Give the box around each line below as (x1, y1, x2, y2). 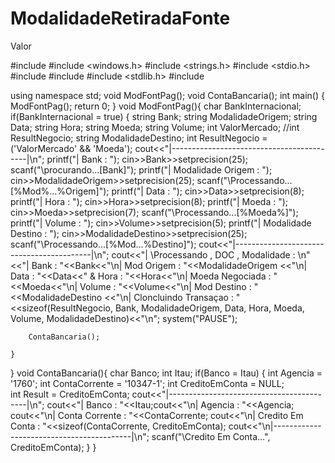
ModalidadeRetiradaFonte (10, 7, 231, 30)
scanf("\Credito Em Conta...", (151, 430, 271, 442)
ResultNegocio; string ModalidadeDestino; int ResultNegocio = (10, 132, 268, 144)
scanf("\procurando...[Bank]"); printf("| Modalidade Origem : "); (10, 163, 273, 176)
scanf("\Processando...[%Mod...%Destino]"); (10, 238, 197, 250)
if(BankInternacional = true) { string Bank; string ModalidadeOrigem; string (10, 110, 318, 122)
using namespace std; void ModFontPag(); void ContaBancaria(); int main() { (10, 89, 325, 101)
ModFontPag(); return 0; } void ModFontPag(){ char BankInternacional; (10, 100, 302, 112)
